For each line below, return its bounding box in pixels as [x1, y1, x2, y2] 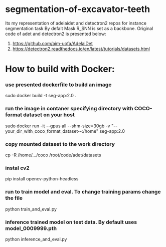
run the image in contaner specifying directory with [5, 105, 133, 112]
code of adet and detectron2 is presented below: [5, 31, 106, 37]
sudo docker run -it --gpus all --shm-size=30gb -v [5, 123, 110, 129]
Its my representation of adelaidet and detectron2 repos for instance [5, 20, 147, 26]
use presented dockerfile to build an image [5, 81, 112, 88]
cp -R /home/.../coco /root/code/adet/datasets [5, 152, 101, 158]
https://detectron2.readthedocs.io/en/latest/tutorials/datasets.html [12, 46, 150, 52]
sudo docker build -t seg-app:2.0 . [5, 93, 77, 99]
